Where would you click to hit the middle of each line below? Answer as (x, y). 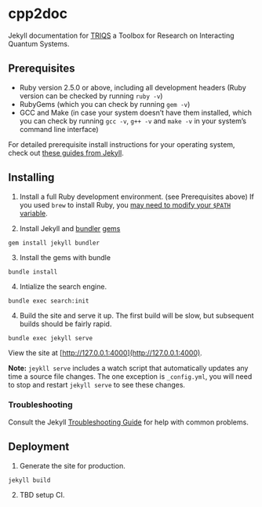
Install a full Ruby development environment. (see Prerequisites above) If (137, 197)
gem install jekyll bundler (54, 243)
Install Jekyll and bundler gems (70, 228)
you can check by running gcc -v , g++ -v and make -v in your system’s (133, 121)
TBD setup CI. (42, 494)
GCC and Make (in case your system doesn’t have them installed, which (136, 112)
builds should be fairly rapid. (65, 324)
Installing (31, 178)
